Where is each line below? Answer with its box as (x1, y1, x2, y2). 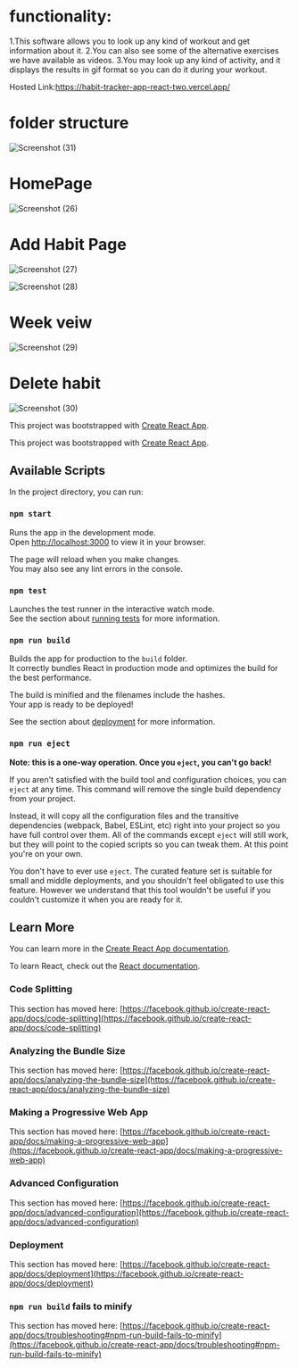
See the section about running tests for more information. (9, 613, 220, 624)
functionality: (9, 6, 112, 27)
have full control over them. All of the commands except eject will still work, (9, 829, 289, 840)
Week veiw (9, 312, 93, 332)
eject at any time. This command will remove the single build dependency (9, 783, 282, 794)
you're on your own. (9, 848, 83, 858)
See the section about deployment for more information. (9, 717, 216, 727)
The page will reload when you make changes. (9, 553, 181, 564)
